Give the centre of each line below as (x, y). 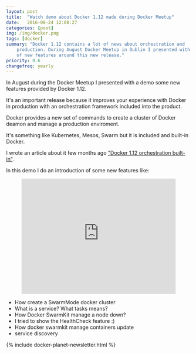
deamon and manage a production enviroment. (63, 124)
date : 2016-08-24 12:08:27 (42, 22)
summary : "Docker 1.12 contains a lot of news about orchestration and (95, 45)
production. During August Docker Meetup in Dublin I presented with (104, 50)
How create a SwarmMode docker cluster (65, 302)
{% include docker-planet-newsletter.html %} (61, 345)
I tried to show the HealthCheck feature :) (65, 321)
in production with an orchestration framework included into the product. (94, 107)
